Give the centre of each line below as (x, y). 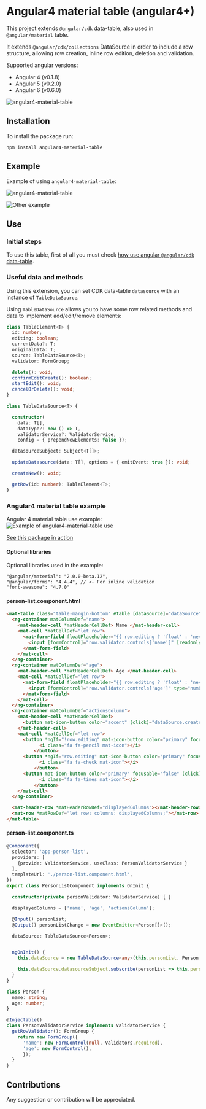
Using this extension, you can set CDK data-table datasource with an (93, 290)
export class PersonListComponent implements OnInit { (78, 886)
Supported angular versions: (42, 65)
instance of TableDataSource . (43, 297)
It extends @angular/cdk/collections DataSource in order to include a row (100, 47)
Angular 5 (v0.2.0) (38, 84)
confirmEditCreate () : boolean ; (52, 378)
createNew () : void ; (37, 473)
